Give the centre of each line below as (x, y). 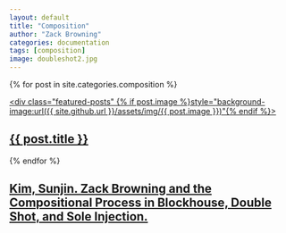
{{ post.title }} (49, 139)
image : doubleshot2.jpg (54, 59)
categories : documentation (59, 42)
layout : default (39, 17)
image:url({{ (31, 111)
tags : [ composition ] (48, 51)
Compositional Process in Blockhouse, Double (141, 203)
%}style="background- (222, 102)
